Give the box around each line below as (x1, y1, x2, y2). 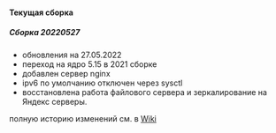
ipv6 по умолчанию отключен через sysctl (21, 78, 183, 88)
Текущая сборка (9, 7, 73, 18)
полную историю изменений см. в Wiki (9, 113, 157, 123)
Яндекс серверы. (21, 96, 88, 107)
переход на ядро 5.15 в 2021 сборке (21, 58, 157, 70)
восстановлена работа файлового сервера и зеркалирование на (21, 86, 268, 97)
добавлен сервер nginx (21, 68, 111, 78)
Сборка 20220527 (9, 27, 80, 38)
